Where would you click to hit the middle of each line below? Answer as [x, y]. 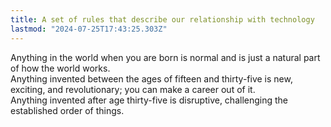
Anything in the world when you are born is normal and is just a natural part [165, 57]
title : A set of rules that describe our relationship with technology [162, 19]
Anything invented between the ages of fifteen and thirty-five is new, [151, 78]
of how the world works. [60, 68]
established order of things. [67, 110]
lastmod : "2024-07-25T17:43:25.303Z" [89, 29]
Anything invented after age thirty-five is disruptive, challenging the [149, 100]
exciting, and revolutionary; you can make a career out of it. [133, 89]
